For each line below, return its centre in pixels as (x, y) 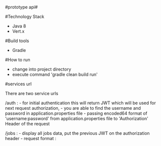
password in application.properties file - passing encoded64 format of (76, 113)
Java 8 (19, 26)
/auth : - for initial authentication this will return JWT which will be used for (80, 103)
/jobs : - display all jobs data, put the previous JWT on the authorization (77, 133)
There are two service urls (32, 93)
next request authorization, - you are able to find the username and (73, 108)
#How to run (18, 60)
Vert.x (18, 31)
